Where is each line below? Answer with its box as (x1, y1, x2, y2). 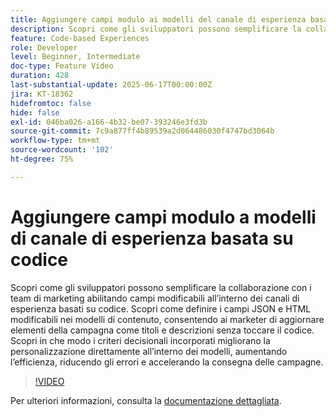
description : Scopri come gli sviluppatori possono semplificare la (10, 24, 302, 34)
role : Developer (10, 42, 78, 53)
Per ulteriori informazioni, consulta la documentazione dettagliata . (10, 394, 282, 406)
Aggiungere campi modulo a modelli (10, 206, 317, 228)
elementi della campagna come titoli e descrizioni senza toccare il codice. (10, 324, 315, 336)
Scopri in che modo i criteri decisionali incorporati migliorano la (10, 334, 271, 346)
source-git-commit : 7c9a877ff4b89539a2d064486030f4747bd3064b (10, 126, 275, 136)
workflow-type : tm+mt (10, 136, 101, 146)
